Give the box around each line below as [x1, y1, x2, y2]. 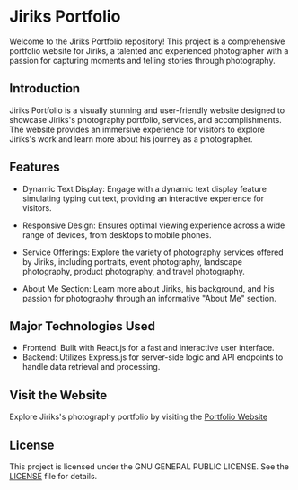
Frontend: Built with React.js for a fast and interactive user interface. [22, 343, 276, 354]
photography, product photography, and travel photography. [22, 266, 245, 276]
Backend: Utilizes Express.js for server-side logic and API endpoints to [22, 352, 284, 363]
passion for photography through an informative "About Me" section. [22, 293, 276, 303]
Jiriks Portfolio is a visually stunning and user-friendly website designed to [9, 105, 285, 116]
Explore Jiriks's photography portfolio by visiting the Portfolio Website [9, 411, 267, 423]
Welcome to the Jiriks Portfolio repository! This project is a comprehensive [9, 36, 285, 47]
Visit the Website [9, 388, 108, 403]
